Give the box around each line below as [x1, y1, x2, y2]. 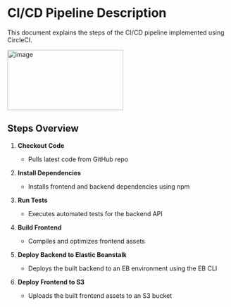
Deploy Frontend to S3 [17, 277, 85, 286]
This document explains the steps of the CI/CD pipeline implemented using [7, 28, 225, 37]
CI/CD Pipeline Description [7, 5, 167, 21]
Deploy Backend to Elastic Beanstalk [17, 250, 127, 258]
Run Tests [17, 196, 48, 204]
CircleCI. [7, 35, 33, 44]
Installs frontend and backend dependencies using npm [27, 182, 190, 191]
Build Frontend [17, 223, 62, 232]
